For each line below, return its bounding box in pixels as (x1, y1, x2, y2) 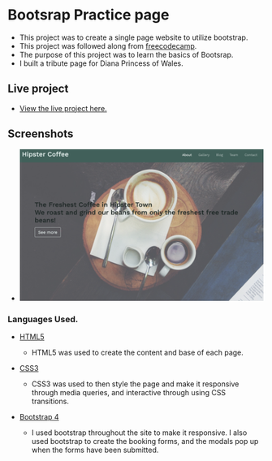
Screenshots (7, 127, 74, 141)
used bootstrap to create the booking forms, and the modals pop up (31, 437, 259, 446)
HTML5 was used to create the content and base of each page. (31, 347, 244, 358)
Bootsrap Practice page (7, 6, 170, 24)
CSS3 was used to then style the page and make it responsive (31, 379, 240, 389)
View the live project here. (19, 103, 107, 113)
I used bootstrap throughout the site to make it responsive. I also (31, 428, 248, 437)
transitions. (31, 396, 70, 407)
